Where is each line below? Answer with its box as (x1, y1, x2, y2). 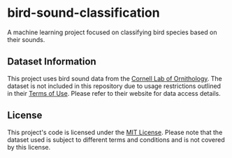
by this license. (7, 143, 51, 151)
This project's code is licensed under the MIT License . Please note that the (7, 128, 223, 136)
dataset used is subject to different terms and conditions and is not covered (7, 135, 225, 144)
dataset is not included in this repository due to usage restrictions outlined (7, 82, 222, 90)
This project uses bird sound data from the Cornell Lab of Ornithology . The (7, 74, 222, 82)
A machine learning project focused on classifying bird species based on (7, 28, 217, 36)
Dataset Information (7, 56, 96, 68)
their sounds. (7, 35, 45, 43)
